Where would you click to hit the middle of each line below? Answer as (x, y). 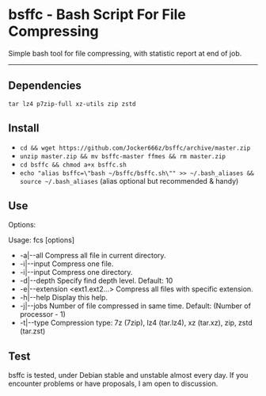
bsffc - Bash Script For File (97, 15)
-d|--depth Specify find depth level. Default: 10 (96, 281)
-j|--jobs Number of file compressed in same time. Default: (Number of (135, 306)
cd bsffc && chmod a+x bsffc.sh (73, 165)
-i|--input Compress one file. (66, 264)
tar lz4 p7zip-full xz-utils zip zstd (72, 104)
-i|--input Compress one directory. (76, 272)
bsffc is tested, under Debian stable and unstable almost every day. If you (128, 375)
